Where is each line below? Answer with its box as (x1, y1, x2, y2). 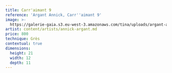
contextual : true (5, 41, 42, 46)
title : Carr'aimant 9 (5, 7, 52, 13)
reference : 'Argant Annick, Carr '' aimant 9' (5, 12, 102, 17)
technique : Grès (5, 36, 40, 42)
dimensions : (5, 46, 31, 51)
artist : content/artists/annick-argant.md (5, 27, 97, 32)
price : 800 (5, 31, 29, 36)
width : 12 (10, 55, 31, 61)
